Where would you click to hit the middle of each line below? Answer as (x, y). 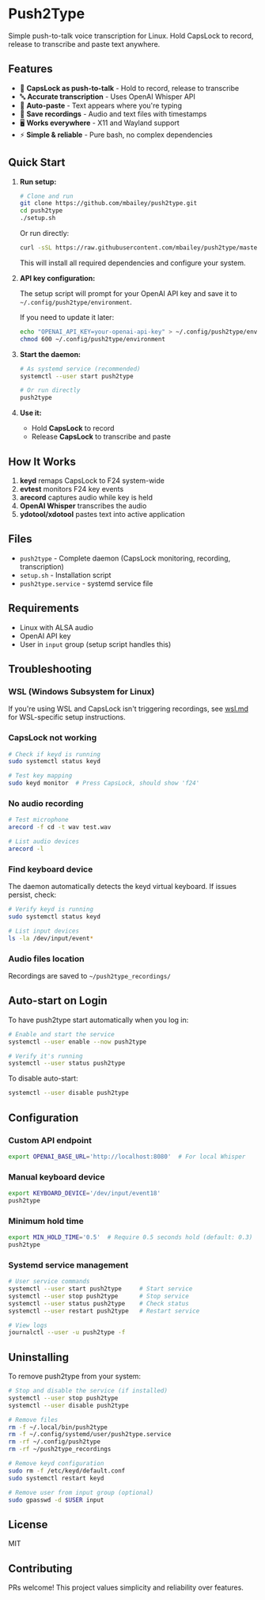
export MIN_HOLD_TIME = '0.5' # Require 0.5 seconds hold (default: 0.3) (131, 1237)
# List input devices (44, 931)
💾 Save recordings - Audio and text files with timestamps (113, 114)
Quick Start (37, 163)
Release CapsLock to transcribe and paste (101, 437)
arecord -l (26, 849)
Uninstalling (39, 1357)
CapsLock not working (53, 738)
